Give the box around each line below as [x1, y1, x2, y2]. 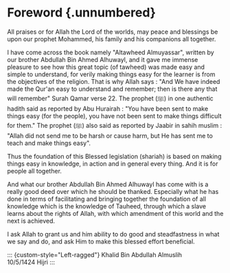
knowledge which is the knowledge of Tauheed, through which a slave [7, 201, 207, 210]
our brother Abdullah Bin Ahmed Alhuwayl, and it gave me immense [7, 55, 198, 63]
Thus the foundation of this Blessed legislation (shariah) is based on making [7, 152, 222, 160]
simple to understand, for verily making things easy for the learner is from [7, 70, 216, 78]
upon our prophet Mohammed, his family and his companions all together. [7, 34, 216, 43]
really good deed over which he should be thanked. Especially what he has [7, 187, 219, 195]
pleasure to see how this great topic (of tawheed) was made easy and [7, 63, 205, 71]
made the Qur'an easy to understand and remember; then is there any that [7, 85, 218, 93]
